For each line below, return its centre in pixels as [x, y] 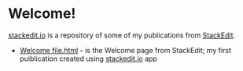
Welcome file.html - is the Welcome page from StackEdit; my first [125, 50]
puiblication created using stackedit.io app [88, 59]
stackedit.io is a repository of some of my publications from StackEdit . [122, 35]
